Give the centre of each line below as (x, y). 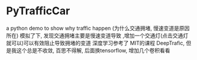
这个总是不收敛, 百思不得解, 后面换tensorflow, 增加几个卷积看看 (93, 50)
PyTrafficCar (38, 11)
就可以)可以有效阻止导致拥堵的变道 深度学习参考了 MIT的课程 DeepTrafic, (96, 43)
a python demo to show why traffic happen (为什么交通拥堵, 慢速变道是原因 (98, 28)
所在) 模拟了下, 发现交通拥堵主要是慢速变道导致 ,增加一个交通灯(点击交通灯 (97, 35)
